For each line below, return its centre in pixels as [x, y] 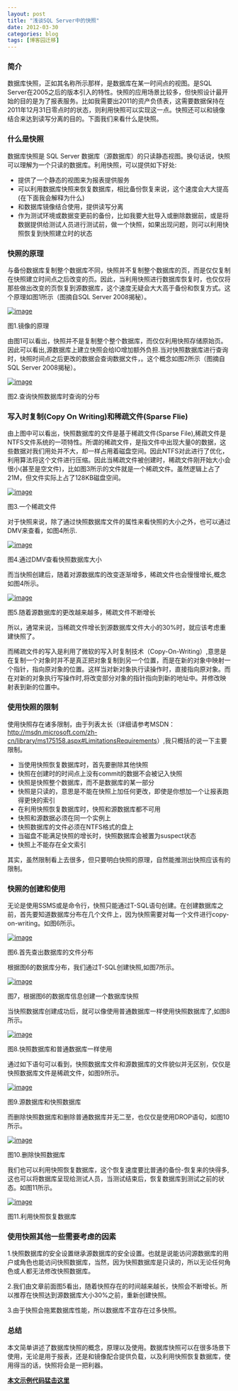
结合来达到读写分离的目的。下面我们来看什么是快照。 [85, 119]
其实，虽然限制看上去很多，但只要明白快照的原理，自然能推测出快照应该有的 [119, 859]
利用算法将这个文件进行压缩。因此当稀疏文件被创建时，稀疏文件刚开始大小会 [119, 460]
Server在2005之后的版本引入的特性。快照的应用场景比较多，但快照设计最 [115, 92]
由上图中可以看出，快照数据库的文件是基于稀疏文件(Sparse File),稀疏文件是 [117, 434]
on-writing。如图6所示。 [43, 923]
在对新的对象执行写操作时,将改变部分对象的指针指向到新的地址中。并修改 [114, 678]
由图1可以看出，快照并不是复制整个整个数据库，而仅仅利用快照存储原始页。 [117, 341]
